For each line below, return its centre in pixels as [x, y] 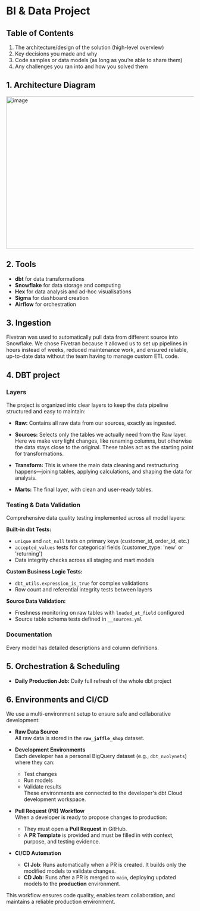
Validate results [43, 787]
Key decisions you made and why [56, 54]
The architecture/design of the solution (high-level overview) [89, 47]
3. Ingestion [29, 323]
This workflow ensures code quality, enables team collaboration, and [91, 895]
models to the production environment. [72, 884]
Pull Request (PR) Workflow [50, 811]
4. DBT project [33, 375]
